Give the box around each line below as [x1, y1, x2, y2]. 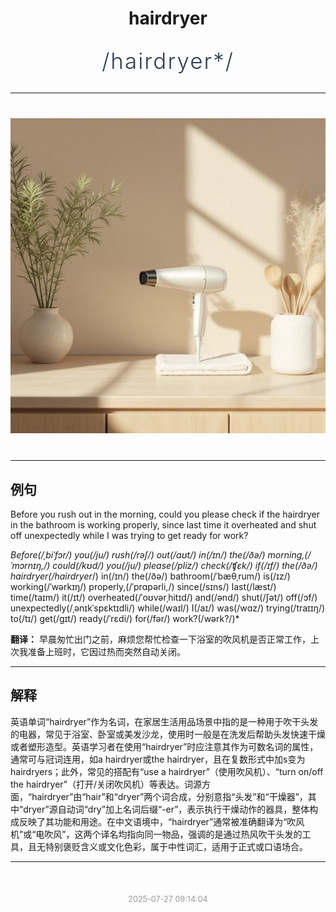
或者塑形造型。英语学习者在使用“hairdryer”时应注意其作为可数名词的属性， [10, 740, 319, 752]
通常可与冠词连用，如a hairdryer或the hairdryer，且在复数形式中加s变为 [10, 753, 306, 765]
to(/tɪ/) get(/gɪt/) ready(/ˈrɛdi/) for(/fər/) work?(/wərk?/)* [10, 613, 240, 624]
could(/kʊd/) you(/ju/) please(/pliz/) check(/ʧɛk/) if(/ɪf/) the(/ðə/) [52, 560, 318, 571]
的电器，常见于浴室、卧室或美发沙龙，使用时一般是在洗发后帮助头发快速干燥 [10, 728, 326, 740]
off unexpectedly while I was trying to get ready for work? [10, 530, 249, 541]
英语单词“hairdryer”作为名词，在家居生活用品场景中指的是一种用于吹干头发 [10, 715, 319, 727]
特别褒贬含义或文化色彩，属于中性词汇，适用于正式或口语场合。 [44, 840, 308, 852]
